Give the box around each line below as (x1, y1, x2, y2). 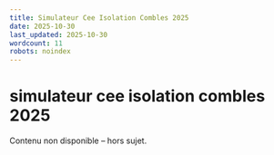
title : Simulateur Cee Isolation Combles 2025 (9, 13, 189, 23)
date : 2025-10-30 (9, 22, 76, 31)
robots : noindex (9, 47, 71, 56)
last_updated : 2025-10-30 (9, 30, 107, 39)
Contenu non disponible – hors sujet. (9, 135, 147, 146)
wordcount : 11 (9, 38, 64, 48)
